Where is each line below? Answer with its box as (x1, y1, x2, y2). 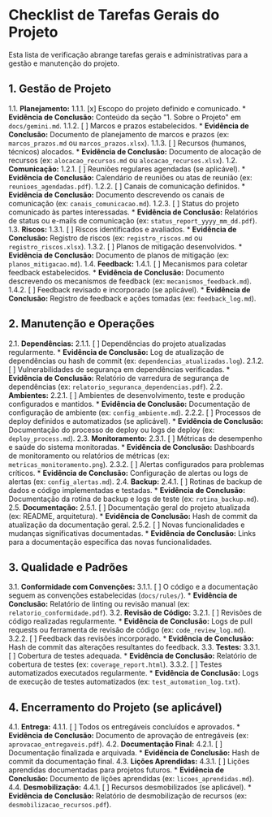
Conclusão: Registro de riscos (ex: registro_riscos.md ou (8, 233, 203, 243)
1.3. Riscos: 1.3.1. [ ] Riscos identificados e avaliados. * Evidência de (8, 224, 237, 234)
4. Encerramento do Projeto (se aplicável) (8, 700, 223, 714)
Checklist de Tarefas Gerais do (8, 6, 220, 24)
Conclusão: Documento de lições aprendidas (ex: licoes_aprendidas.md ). (8, 774, 254, 784)
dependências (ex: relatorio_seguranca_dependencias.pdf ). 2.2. (8, 382, 223, 391)
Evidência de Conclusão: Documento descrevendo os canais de (8, 189, 225, 200)
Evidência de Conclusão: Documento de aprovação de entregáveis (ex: (8, 731, 249, 741)
